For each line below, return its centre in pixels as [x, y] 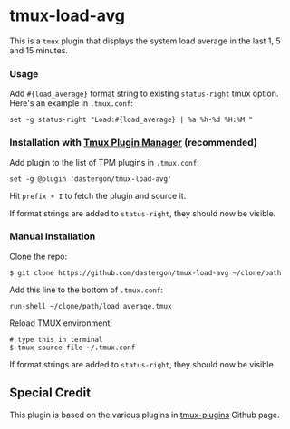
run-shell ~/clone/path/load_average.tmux [91, 306]
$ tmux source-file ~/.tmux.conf [72, 348]
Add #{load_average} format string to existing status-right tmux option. [144, 94]
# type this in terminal [56, 339]
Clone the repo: [39, 256]
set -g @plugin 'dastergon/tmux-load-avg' [91, 179]
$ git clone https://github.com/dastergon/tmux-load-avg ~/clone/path [145, 272]
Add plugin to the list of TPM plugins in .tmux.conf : [104, 162]
